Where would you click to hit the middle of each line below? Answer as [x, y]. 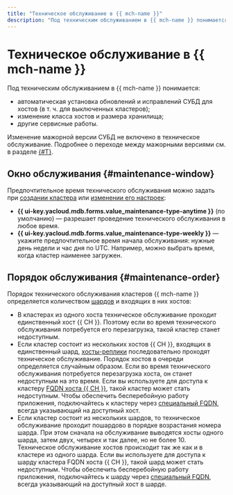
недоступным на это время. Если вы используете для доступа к [112, 381]
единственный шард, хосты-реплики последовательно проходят [113, 351]
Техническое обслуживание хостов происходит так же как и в [110, 447]
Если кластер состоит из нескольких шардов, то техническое [109, 418]
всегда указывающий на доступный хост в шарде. [92, 484]
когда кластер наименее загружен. [70, 255]
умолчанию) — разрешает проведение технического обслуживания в [121, 218]
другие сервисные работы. [58, 124]
